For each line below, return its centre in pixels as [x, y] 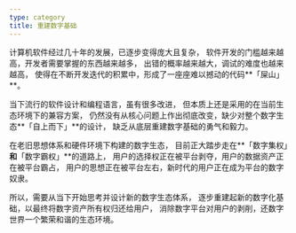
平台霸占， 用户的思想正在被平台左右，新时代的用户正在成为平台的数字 [154, 167]
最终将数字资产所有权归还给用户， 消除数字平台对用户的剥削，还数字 [158, 208]
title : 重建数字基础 [43, 26]
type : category [37, 17]
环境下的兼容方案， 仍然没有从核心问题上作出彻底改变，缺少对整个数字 [146, 115]
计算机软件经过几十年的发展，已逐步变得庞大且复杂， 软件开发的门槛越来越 [147, 52]
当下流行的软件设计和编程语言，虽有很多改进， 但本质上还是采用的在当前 [143, 104]
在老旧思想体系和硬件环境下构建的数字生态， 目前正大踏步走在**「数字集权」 [150, 145]
